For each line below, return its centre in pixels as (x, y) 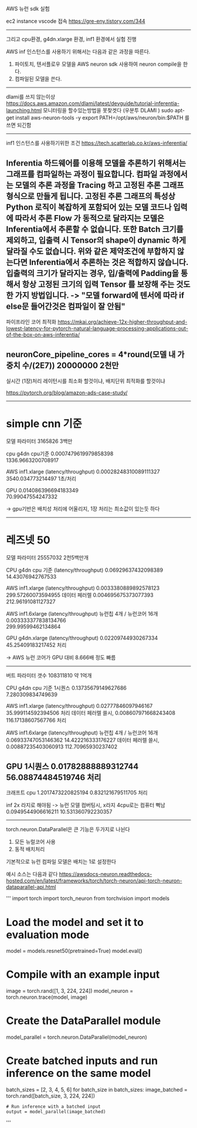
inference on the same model (79, 1073)
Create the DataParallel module (84, 1021)
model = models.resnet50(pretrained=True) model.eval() (74, 951)
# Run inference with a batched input (53, 1107)
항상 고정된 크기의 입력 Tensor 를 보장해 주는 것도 (106, 285)
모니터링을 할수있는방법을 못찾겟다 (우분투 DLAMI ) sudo (108, 110)
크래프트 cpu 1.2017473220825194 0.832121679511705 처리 (77, 793)
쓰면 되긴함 (19, 125)
